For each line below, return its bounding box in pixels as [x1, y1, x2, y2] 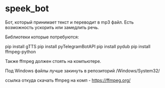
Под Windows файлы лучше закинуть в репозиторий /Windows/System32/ [5, 67, 160, 74]
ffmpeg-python [5, 49, 36, 55]
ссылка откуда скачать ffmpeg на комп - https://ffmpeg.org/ [5, 77, 131, 83]
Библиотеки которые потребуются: [5, 34, 80, 40]
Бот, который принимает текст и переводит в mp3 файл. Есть [5, 19, 134, 25]
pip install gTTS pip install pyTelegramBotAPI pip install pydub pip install [5, 43, 151, 49]
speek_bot [5, 3, 49, 14]
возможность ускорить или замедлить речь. [5, 24, 99, 30]
